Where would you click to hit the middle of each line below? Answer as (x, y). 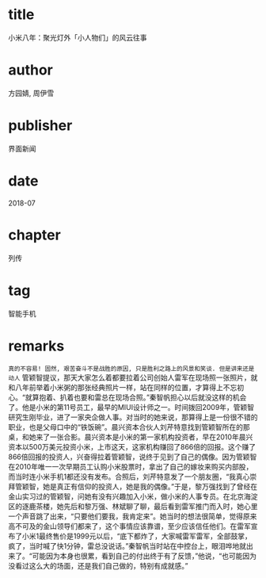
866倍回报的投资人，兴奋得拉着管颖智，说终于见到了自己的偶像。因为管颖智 (133, 457)
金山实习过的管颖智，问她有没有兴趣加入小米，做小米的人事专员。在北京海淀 (133, 496)
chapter (34, 235)
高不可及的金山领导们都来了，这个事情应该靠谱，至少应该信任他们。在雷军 (129, 526)
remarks (36, 346)
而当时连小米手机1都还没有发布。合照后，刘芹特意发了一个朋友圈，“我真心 (129, 477)
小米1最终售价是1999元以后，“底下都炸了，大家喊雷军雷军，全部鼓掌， (137, 536)
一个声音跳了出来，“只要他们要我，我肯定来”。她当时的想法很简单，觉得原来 (133, 516)
